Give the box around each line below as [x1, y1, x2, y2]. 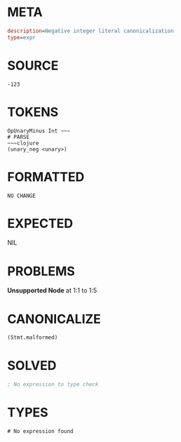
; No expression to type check [7, 381, 99, 388]
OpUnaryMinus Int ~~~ [7, 127, 71, 134]
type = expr [7, 34, 36, 41]
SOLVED [7, 358, 57, 374]
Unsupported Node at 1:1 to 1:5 [7, 286, 98, 295]
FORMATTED [7, 169, 85, 185]
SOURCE [7, 58, 59, 74]
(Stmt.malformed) [7, 334, 58, 341]
